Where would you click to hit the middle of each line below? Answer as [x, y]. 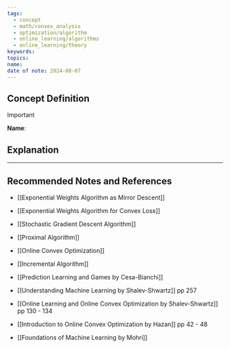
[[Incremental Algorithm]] [53, 264]
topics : [18, 58]
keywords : [21, 52]
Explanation [33, 150]
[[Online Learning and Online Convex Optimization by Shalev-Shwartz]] [117, 303]
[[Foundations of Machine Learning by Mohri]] [82, 337]
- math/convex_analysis [47, 26]
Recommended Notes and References [90, 181]
